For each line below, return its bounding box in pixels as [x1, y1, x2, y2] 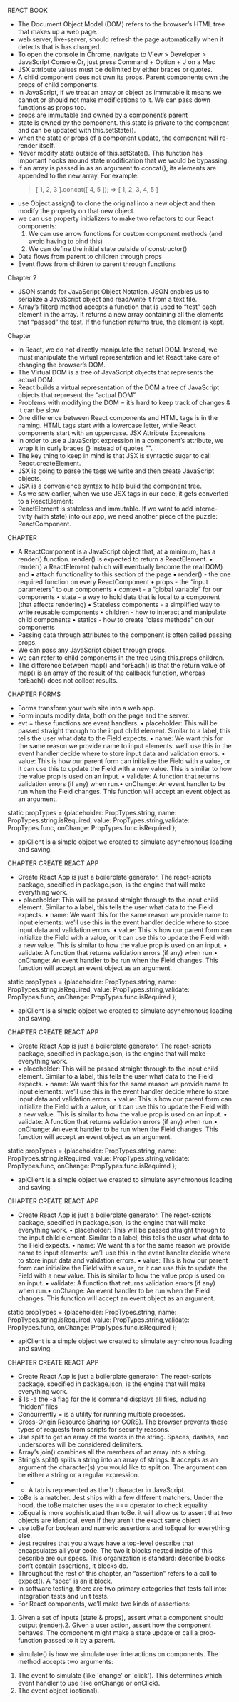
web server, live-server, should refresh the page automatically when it [17, 35, 224, 44]
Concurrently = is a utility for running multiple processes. [17, 1410, 185, 1418]
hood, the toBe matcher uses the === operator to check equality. [17, 1501, 209, 1509]
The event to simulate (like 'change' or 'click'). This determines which [17, 1671, 223, 1679]
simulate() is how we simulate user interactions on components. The [17, 1650, 219, 1658]
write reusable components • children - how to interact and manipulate [17, 608, 227, 616]
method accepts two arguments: [17, 1658, 113, 1666]
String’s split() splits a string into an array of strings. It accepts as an [17, 1455, 218, 1464]
